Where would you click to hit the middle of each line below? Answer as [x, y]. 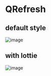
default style [26, 28]
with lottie [21, 56]
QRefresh [26, 9]
